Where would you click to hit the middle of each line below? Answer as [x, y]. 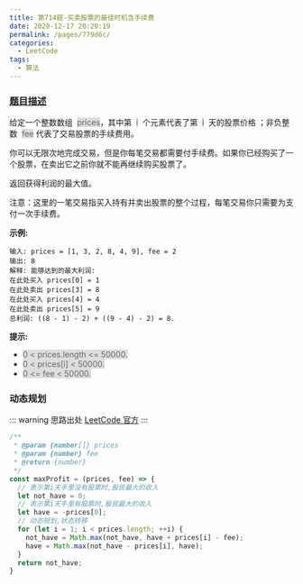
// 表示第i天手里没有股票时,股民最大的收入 [88, 488]
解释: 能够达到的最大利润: [53, 271]
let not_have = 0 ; [52, 496]
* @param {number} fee [56, 454]
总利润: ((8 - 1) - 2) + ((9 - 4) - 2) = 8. [92, 319]
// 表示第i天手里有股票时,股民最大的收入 [85, 504]
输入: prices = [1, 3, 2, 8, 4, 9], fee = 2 [93, 252]
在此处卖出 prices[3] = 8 [55, 290]
